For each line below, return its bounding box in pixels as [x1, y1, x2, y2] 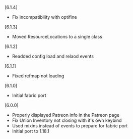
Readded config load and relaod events [12, 53, 94, 59]
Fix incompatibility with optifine [12, 14, 77, 20]
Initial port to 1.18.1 [12, 128, 50, 134]
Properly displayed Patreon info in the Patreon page [12, 112, 119, 118]
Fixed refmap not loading [12, 73, 64, 79]
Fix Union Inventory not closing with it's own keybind [12, 117, 122, 123]
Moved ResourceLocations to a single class [12, 34, 103, 39]
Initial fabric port [12, 92, 46, 98]
